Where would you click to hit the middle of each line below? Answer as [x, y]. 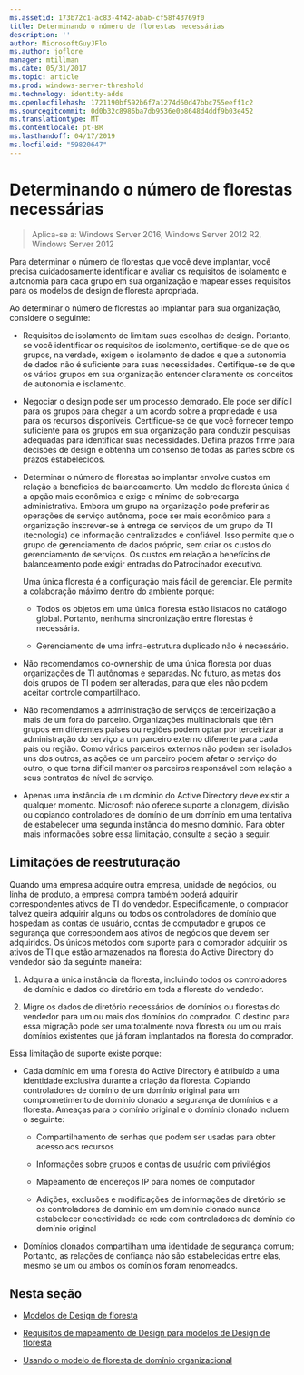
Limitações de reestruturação [95, 863]
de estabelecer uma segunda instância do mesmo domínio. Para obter [154, 824]
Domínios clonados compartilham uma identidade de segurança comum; [158, 1246]
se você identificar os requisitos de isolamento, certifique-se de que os [156, 345]
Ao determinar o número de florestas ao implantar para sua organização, [145, 308]
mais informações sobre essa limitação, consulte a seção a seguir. [147, 834]
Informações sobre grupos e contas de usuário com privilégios [153, 1164]
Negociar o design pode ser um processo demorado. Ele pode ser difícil [157, 401]
